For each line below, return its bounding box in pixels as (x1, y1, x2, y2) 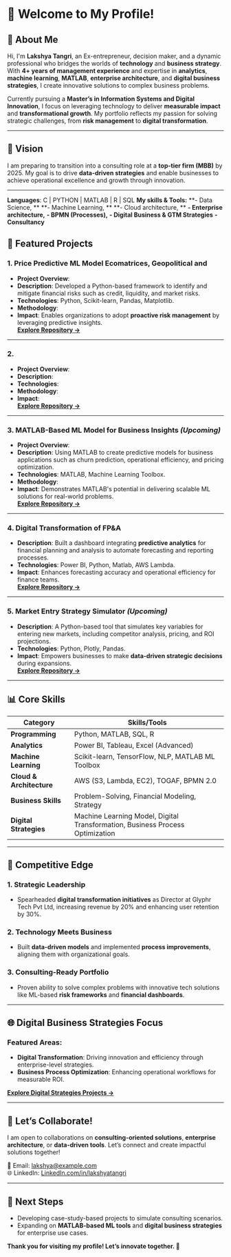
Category (23, 717, 55, 727)
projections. (16, 637, 52, 645)
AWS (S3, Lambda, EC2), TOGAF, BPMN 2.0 (74, 775, 217, 785)
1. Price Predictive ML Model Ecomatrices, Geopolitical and (7, 259, 208, 268)
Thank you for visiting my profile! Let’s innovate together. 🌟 (7, 1242, 180, 1251)
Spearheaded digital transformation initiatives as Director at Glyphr (16, 895, 212, 904)
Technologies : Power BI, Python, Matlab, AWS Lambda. (16, 561, 175, 569)
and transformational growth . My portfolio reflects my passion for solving (7, 110, 218, 117)
